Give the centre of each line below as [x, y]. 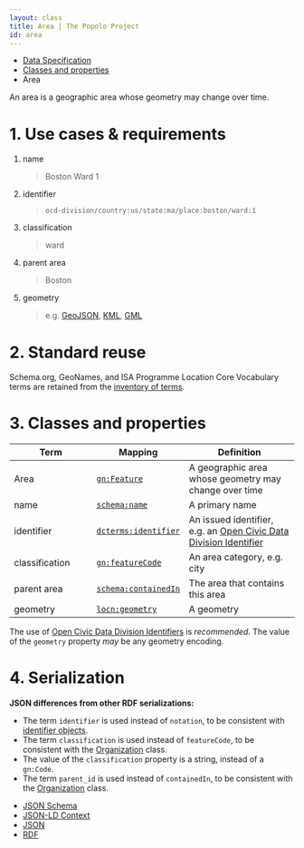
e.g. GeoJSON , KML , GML [94, 316]
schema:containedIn [138, 589]
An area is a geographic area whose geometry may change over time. [139, 97]
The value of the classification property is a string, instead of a [143, 759]
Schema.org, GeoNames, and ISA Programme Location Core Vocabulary [144, 377]
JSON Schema [50, 806]
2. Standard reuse [78, 352]
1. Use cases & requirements [118, 134]
